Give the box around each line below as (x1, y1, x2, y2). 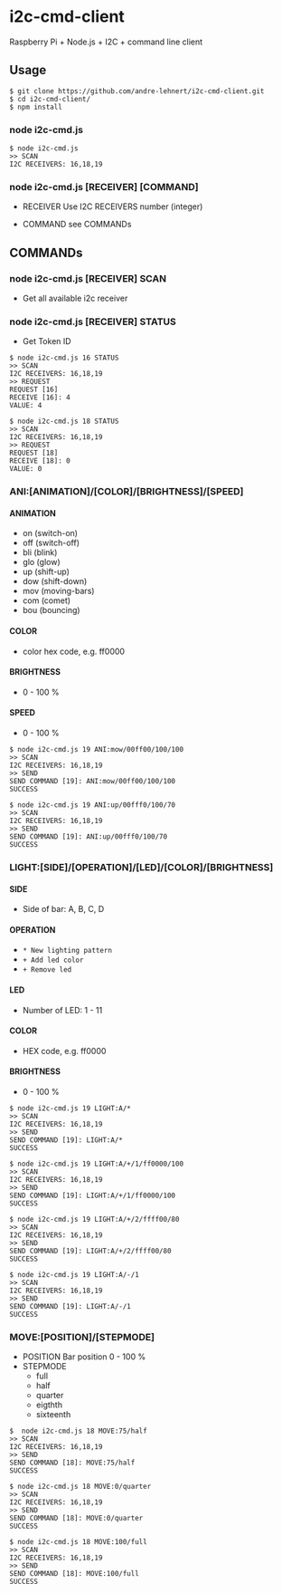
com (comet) (22, 595, 70, 606)
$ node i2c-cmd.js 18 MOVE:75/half (9, 1426, 147, 1436)
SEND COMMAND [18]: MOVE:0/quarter (9, 1514, 144, 1523)
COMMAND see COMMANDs (22, 219, 132, 230)
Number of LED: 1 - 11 (22, 1004, 103, 1015)
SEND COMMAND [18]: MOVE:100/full (9, 1569, 140, 1579)
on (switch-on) (22, 528, 79, 539)
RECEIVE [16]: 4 (9, 393, 70, 402)
